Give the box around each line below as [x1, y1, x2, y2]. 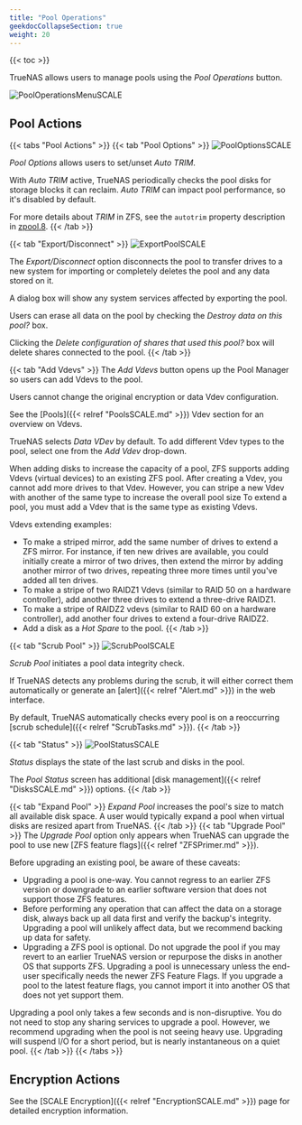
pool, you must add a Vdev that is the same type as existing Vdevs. [9, 502, 259, 513]
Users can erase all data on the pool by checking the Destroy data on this [9, 311, 283, 321]
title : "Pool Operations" [9, 13, 106, 23]
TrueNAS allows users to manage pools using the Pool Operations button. [9, 72, 283, 83]
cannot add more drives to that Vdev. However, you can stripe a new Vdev [9, 482, 285, 493]
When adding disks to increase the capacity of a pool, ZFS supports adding [9, 463, 290, 474]
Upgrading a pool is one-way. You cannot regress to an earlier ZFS [22, 875, 270, 886]
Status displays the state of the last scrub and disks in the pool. [9, 757, 245, 767]
